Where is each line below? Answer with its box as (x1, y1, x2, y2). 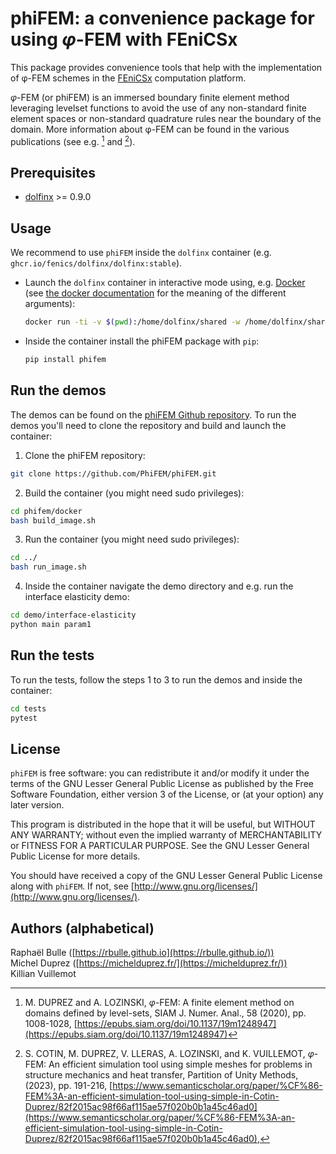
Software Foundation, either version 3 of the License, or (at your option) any (10, 788, 324, 801)
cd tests (10, 703, 47, 714)
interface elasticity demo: (24, 591, 130, 603)
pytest (10, 713, 38, 723)
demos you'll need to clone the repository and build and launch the (10, 419, 287, 431)
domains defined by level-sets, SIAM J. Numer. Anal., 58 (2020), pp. (24, 1007, 307, 1019)
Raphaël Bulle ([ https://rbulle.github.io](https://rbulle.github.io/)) (10, 947, 275, 959)
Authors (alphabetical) (10, 920, 155, 937)
